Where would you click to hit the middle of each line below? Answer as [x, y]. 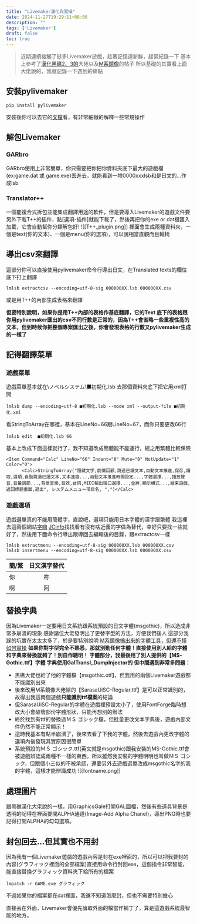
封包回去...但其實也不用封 [52, 841]
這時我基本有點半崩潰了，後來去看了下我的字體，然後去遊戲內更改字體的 [102, 734]
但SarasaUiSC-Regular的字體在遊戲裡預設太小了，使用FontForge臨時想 [100, 704]
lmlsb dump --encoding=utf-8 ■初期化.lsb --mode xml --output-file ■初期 [96, 407]
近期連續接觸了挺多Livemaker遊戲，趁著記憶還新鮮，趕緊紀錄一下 [100, 56]
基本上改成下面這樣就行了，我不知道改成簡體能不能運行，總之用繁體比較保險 [98, 448]
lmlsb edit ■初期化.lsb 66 [39, 437]
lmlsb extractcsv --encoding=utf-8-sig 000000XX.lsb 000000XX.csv [89, 288]
